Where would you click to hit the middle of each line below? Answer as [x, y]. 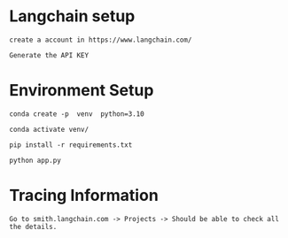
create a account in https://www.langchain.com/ [101, 40]
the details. [33, 226]
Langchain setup [72, 16]
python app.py [35, 160]
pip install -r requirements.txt [71, 145]
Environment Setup [82, 91]
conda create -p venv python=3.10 [77, 114]
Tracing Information [84, 196]
